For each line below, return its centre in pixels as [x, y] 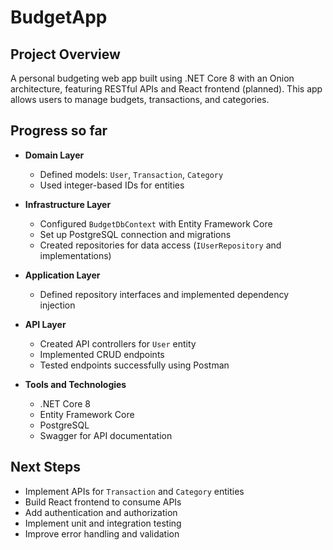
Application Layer [62, 275]
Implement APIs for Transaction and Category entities [134, 491]
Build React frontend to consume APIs [103, 502]
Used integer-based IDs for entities [112, 185]
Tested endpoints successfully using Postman [134, 365]
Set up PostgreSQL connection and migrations [135, 234]
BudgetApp [59, 17]
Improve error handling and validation [102, 533]
